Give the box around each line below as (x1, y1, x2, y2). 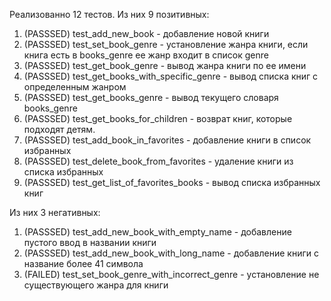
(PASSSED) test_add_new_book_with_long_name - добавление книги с (23, 247, 319, 259)
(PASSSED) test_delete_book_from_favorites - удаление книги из (23, 155, 294, 167)
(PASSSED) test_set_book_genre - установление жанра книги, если (23, 39, 309, 50)
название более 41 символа (23, 258, 144, 269)
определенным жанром (23, 81, 127, 93)
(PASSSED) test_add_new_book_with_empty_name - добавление (23, 226, 292, 238)
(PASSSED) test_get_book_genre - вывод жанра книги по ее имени (23, 60, 307, 71)
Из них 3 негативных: (9, 207, 101, 218)
